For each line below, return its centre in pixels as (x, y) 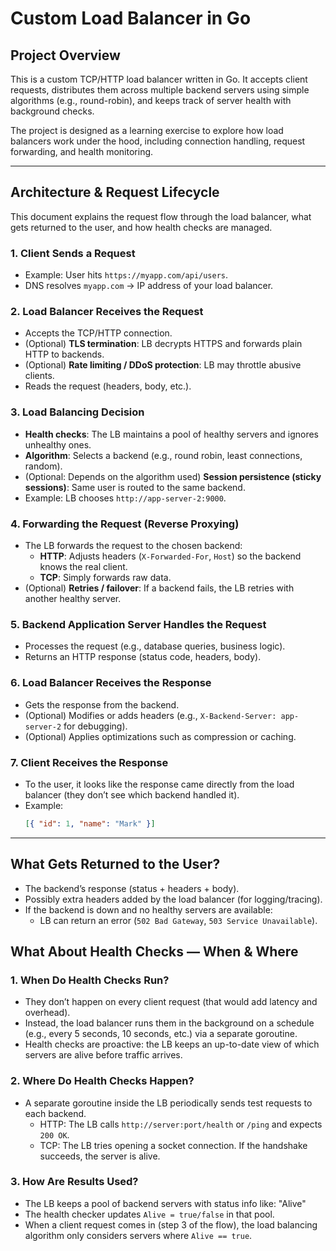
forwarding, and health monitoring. (82, 151)
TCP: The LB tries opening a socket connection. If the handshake (173, 1145)
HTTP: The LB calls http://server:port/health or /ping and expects (181, 1124)
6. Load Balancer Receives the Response (111, 683)
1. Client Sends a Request (73, 253)
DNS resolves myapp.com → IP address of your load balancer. (149, 286)
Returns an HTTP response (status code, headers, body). (143, 657)
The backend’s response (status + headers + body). (132, 888)
